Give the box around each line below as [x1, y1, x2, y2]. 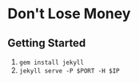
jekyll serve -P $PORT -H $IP [18, 67, 121, 75]
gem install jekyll [18, 58, 85, 66]
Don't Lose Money [7, 5, 131, 23]
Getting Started [7, 36, 86, 50]
